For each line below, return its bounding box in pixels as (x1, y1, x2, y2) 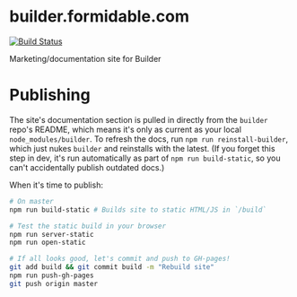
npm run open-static (9, 238, 87, 248)
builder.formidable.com (9, 6, 190, 27)
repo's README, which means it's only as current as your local (9, 124, 242, 135)
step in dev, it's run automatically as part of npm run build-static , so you (9, 153, 281, 163)
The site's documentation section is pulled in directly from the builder (9, 114, 268, 125)
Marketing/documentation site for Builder (9, 53, 162, 64)
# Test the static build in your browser (9, 222, 167, 231)
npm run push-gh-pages (9, 271, 94, 280)
